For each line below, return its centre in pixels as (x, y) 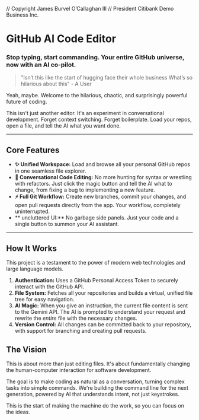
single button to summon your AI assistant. (67, 224)
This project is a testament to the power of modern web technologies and (96, 263)
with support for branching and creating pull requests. (81, 331)
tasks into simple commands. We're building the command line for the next (97, 387)
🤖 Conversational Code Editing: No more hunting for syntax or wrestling (103, 177)
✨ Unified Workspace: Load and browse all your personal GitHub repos (102, 164)
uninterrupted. (32, 211)
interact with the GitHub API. (49, 287)
